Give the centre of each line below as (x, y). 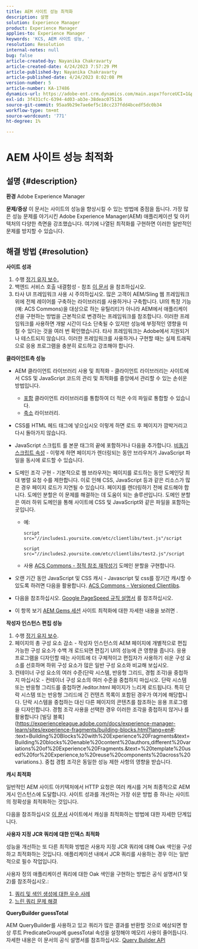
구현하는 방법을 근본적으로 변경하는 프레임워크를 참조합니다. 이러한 (102, 316)
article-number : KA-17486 (38, 89)
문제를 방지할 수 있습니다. (35, 231)
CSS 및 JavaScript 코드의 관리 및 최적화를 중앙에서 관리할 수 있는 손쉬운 (104, 378)
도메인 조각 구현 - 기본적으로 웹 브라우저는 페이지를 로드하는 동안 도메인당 (99, 472)
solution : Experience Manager (43, 22)
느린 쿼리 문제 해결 (36, 901)
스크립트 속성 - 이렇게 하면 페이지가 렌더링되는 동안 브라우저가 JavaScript (99, 453)
